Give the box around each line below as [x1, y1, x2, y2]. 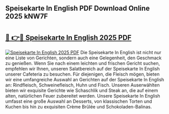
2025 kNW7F [5, 12, 49, 21]
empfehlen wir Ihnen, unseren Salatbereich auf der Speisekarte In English [5, 66, 160, 72]
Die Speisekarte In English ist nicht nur [80, 50, 162, 55]
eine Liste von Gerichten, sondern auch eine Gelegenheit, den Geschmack [5, 55, 162, 61]
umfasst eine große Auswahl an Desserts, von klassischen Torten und [5, 98, 152, 104]
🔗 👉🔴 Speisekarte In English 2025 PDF [5, 33, 132, 42]
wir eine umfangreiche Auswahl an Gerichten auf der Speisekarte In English [5, 77, 164, 82]
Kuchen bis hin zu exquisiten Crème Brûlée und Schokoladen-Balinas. [5, 104, 152, 109]
